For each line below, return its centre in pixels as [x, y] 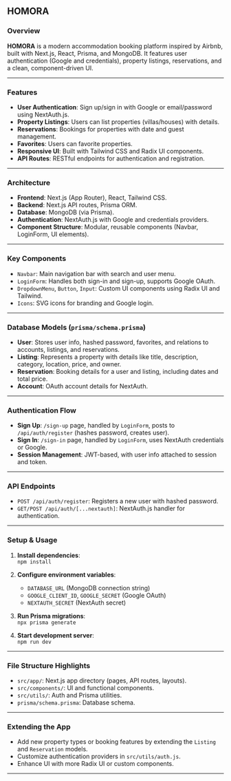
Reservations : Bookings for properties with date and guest [100, 129]
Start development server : [55, 635]
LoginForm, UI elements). [53, 234]
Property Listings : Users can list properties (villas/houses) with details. [118, 122]
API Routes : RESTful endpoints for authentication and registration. [111, 158]
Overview [24, 31]
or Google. [32, 448]
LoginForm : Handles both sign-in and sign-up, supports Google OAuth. [116, 281]
